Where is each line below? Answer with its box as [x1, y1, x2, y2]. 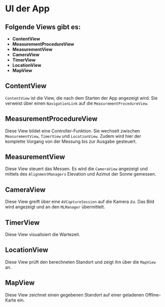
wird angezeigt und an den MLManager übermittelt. [5, 204, 105, 210]
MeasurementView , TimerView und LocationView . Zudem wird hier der [5, 133, 142, 139]
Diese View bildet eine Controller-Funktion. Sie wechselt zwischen [5, 127, 140, 134]
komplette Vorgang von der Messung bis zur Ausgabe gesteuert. [5, 138, 137, 144]
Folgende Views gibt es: [5, 23, 81, 31]
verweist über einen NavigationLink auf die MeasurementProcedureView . [5, 100, 149, 106]
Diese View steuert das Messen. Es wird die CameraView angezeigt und [5, 166, 148, 172]
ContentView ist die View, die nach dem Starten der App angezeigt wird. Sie [5, 95, 158, 101]
